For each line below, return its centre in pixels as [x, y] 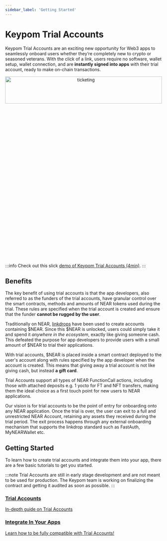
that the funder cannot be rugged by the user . [53, 314]
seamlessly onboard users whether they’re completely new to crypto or [78, 53]
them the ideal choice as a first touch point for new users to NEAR [73, 391]
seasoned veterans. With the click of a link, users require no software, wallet [83, 59]
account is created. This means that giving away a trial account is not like [80, 365]
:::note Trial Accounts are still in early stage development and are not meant [83, 475]
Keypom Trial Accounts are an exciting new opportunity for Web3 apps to [80, 48]
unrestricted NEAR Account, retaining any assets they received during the [81, 416]
